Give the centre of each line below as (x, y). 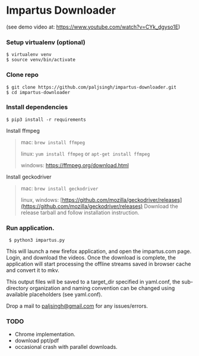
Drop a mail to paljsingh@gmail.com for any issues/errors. (77, 306)
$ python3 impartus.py (37, 241)
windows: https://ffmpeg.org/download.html (75, 165)
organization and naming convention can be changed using (102, 288)
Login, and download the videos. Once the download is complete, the (91, 258)
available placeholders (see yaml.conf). (54, 295)
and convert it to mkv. (33, 270)
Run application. (30, 228)
